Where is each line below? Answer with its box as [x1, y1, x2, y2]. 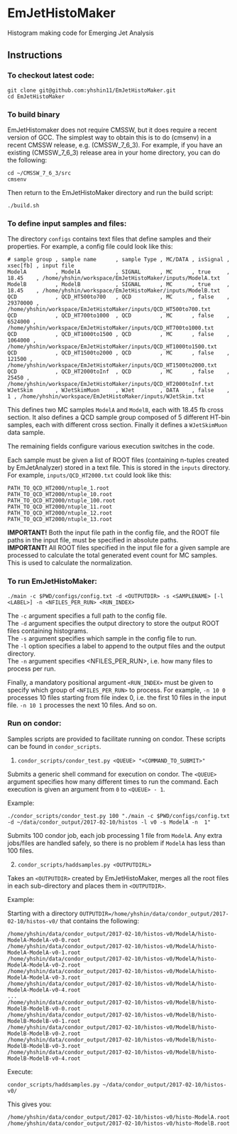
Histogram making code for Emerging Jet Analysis [7, 28, 154, 37]
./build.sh [7, 201, 40, 209]
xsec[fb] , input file [7, 262, 75, 270]
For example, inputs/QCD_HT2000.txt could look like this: [7, 471, 172, 480]
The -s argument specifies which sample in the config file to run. [7, 634, 197, 642]
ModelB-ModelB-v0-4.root [7, 1055, 81, 1062]
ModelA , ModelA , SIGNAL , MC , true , [7, 268, 231, 275]
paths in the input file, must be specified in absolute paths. [7, 536, 179, 545]
